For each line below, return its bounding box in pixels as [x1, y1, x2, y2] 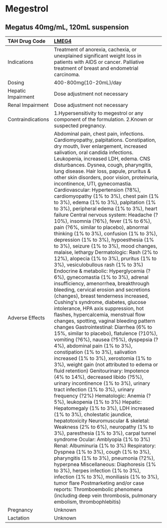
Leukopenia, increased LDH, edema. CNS [54, 155, 151, 162]
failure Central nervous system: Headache [54, 212, 153, 218]
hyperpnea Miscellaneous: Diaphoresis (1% [54, 461, 157, 468]
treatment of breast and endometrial [54, 65, 139, 71]
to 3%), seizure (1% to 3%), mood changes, [54, 243, 158, 250]
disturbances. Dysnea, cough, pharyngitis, [54, 162, 153, 168]
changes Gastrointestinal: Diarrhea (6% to [54, 324, 153, 330]
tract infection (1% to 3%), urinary [54, 386, 135, 393]
